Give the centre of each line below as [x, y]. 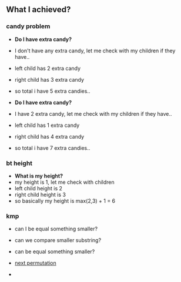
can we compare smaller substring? [58, 240]
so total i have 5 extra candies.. [52, 91]
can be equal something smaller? [55, 251]
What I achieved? [38, 10]
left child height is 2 [38, 188]
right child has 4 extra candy [49, 136]
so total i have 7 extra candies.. [52, 148]
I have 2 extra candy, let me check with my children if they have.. [93, 113]
